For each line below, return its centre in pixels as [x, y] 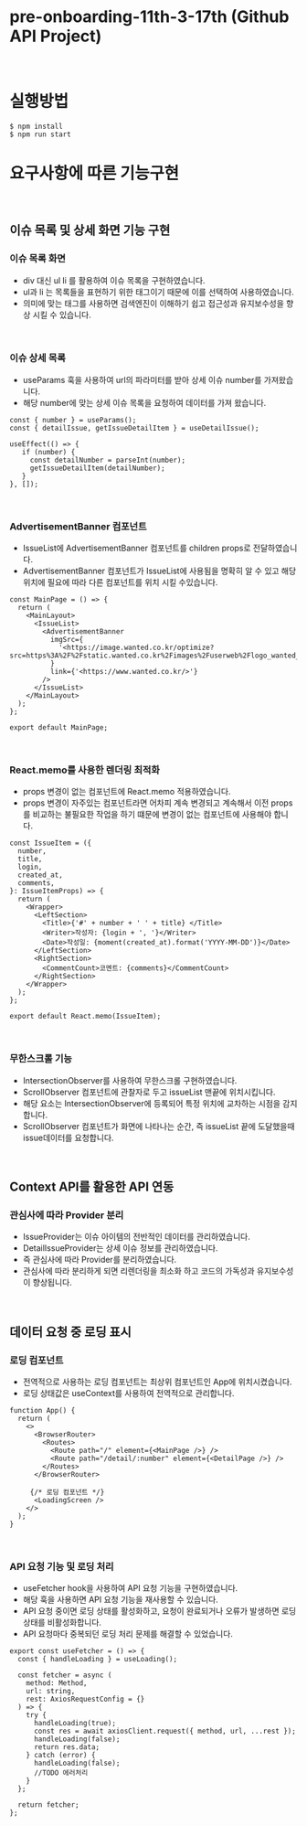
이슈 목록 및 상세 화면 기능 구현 [90, 230]
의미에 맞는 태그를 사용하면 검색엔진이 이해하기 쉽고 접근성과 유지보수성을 [153, 303]
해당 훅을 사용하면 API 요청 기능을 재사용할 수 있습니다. [121, 1600]
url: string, [51, 1692]
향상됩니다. [53, 1283]
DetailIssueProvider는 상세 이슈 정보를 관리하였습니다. [120, 1248]
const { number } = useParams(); [73, 420]
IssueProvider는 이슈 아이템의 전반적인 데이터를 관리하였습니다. [137, 1237]
